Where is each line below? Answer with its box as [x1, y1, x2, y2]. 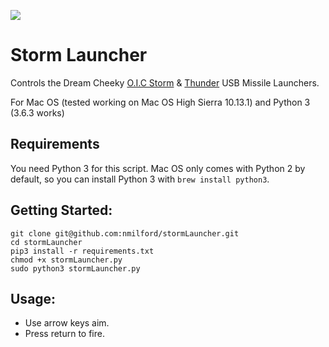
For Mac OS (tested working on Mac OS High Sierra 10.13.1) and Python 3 [10, 96, 311, 108]
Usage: [10, 290, 57, 307]
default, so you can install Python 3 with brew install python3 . [10, 173, 270, 185]
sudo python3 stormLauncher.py [10, 263, 141, 274]
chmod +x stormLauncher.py [10, 255, 123, 265]
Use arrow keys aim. [24, 317, 110, 329]
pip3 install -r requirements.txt [10, 246, 155, 256]
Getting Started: [10, 202, 113, 219]
